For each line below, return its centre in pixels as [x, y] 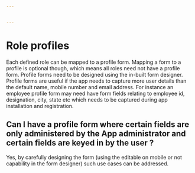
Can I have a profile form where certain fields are [98, 125]
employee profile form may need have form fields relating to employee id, [95, 93]
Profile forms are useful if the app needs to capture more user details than [96, 81]
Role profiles [38, 45]
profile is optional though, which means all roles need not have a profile [93, 68]
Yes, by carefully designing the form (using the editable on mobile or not [94, 157]
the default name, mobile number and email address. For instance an [90, 87]
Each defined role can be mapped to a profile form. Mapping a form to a [94, 62]
